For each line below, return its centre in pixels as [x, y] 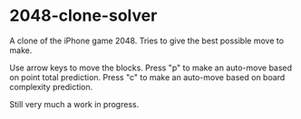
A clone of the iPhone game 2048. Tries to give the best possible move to [146, 41]
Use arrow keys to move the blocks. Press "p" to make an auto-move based [151, 68]
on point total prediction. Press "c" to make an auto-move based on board [147, 77]
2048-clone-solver [83, 16]
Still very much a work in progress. [74, 104]
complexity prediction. [51, 87]
